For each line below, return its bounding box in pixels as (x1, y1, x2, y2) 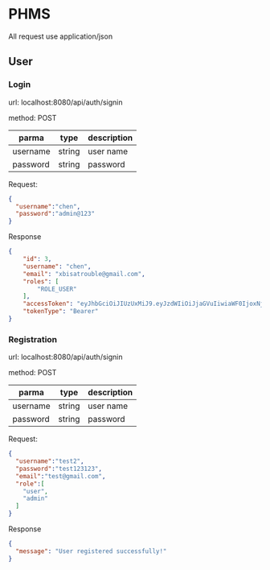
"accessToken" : (22, 299, 74, 308)
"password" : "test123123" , (15, 465, 103, 473)
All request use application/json (8, 31, 113, 41)
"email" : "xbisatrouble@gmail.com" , (22, 270, 146, 278)
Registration (8, 333, 58, 345)
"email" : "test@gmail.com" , (15, 472, 106, 480)
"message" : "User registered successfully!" (15, 547, 167, 556)
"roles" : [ (22, 277, 59, 286)
